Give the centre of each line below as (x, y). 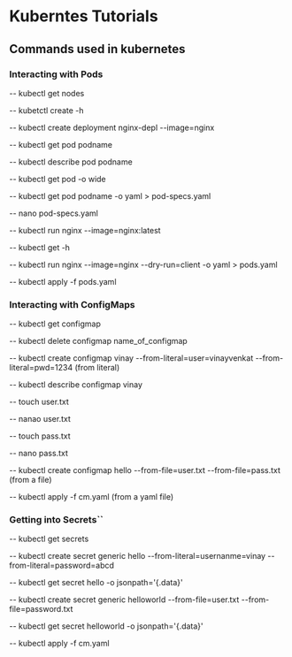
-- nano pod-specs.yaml (54, 213)
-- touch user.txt (39, 402)
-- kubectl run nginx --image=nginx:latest (85, 230)
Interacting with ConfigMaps (72, 304)
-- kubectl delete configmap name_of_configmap (98, 341)
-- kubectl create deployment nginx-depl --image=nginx (112, 127)
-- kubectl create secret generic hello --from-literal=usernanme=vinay (138, 556)
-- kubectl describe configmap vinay (76, 385)
